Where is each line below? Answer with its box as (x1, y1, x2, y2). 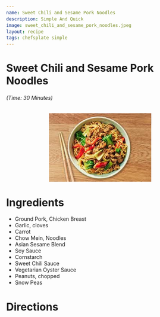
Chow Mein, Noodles (14, 234, 67, 242)
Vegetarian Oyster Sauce (14, 266, 77, 273)
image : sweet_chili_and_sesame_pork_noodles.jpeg (6, 22, 132, 28)
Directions (6, 300, 58, 313)
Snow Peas (14, 279, 43, 286)
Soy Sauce (14, 247, 42, 254)
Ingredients (6, 196, 64, 209)
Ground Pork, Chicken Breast (14, 215, 87, 222)
